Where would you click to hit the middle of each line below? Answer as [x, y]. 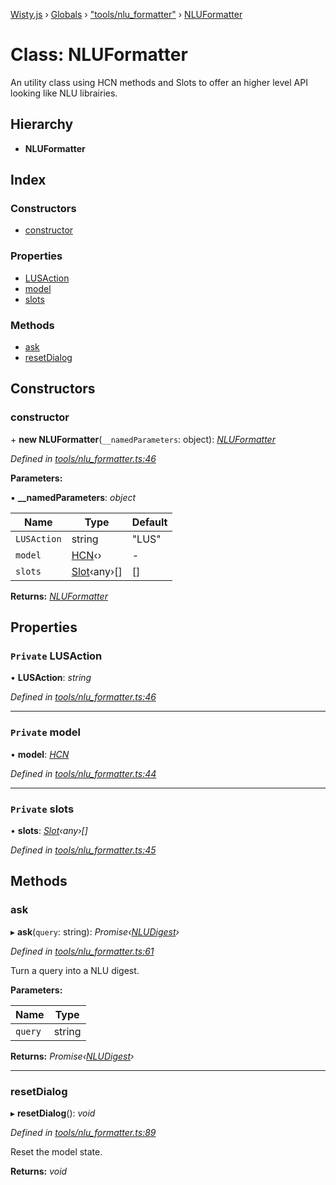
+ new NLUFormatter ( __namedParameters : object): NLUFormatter [143, 439]
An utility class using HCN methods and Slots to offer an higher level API [159, 82]
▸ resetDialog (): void [53, 1113]
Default [149, 522]
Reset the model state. [56, 1151]
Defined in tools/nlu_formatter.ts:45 [83, 850]
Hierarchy [42, 124]
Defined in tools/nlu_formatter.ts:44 [83, 773]
